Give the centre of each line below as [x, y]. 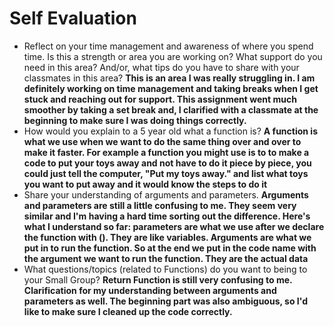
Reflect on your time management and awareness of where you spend [168, 46]
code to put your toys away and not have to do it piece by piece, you [167, 163]
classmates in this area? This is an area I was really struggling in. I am [169, 78]
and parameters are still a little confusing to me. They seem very [160, 205]
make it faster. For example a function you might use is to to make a [166, 152]
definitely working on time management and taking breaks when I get [171, 88]
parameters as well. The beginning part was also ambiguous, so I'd [166, 301]
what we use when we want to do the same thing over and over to [162, 141]
